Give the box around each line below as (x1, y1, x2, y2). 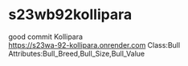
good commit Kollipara (8, 32, 83, 41)
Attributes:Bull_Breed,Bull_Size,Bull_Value (8, 49, 145, 58)
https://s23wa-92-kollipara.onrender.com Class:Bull (8, 40, 181, 49)
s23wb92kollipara (8, 6, 133, 24)
